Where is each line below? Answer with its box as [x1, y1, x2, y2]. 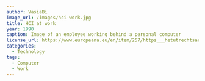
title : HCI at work [6, 20, 56, 26]
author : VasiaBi [6, 9, 48, 15]
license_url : [6, 37, 40, 43]
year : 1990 [6, 26, 34, 32]
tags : [6, 54, 20, 60]
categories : [6, 43, 37, 49]
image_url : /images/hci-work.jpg [6, 15, 92, 21]
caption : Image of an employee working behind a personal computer [6, 32, 182, 38]
